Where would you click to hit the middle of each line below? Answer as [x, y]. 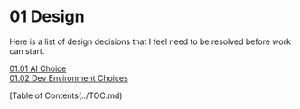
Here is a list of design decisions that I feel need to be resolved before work [150, 41]
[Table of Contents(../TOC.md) [66, 95]
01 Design [47, 17]
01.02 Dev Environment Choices [69, 77]
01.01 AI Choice [38, 68]
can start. [27, 50]
